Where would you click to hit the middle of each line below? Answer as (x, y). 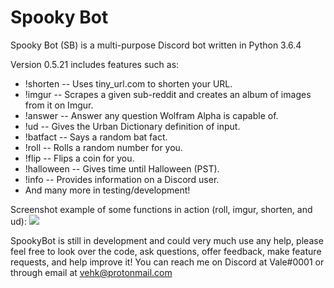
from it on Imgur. (59, 105)
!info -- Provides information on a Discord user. (122, 179)
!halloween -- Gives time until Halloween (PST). (122, 168)
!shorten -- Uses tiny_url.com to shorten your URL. (128, 83)
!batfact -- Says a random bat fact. (96, 137)
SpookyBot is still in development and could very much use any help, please (167, 240)
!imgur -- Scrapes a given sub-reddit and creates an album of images (168, 94)
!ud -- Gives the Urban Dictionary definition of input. (132, 126)
